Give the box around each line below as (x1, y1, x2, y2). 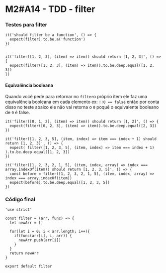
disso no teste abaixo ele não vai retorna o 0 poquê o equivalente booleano (5, 104, 159, 110)
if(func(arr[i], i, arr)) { (14, 233, 72, 238)
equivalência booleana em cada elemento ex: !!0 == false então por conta (5, 99, 160, 105)
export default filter (5, 264, 52, 269)
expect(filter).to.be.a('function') (9, 37, 85, 42)
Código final (5, 196, 36, 203)
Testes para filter (5, 21, 47, 28)
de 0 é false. (5, 109, 30, 115)
